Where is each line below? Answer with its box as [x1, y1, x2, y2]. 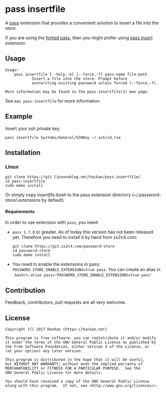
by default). [41, 197, 65, 203]
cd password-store [12, 248, 51, 253]
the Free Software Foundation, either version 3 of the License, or [5, 344, 150, 349]
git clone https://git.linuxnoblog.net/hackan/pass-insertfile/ [5, 174, 141, 179]
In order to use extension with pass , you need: [5, 220, 99, 225]
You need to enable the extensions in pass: [12, 261, 101, 267]
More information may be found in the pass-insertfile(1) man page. [5, 89, 150, 94]
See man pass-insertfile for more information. [5, 98, 101, 104]
